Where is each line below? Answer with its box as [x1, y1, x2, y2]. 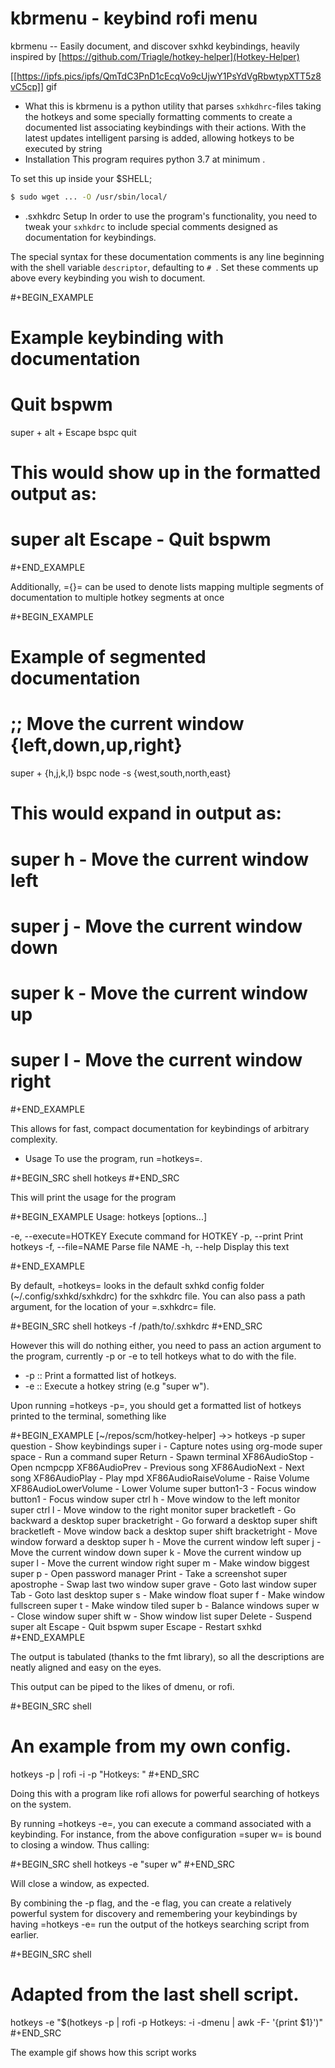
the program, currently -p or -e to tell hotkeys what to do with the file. [10, 1350, 297, 1362]
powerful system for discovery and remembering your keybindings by [10, 1907, 298, 1919]
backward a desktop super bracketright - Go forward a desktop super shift [10, 1514, 318, 1526]
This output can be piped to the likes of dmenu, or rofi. [10, 1680, 235, 1692]
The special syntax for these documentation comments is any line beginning [10, 250, 325, 262]
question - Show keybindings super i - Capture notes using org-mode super [10, 1440, 323, 1452]
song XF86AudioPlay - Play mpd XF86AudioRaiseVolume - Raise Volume [10, 1472, 310, 1484]
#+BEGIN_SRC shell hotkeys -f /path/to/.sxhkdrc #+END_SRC [10, 1320, 263, 1332]
